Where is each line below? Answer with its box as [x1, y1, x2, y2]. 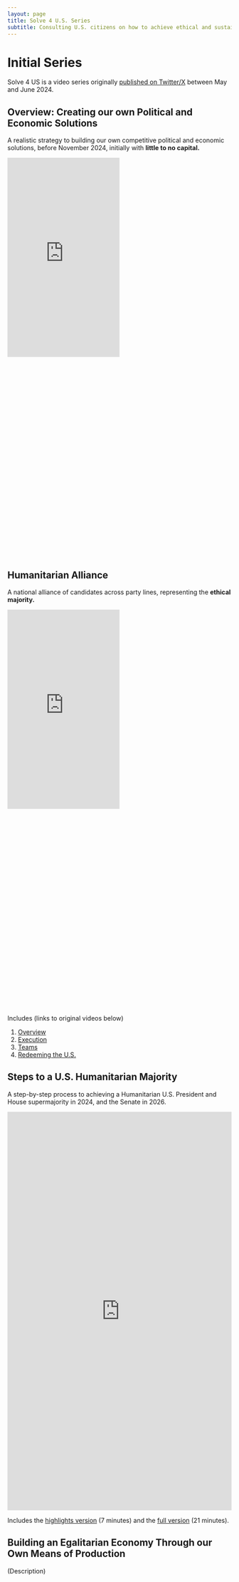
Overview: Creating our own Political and [7, 106, 193, 118]
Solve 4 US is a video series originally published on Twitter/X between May [7, 78, 228, 86]
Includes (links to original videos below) [7, 1013, 124, 1022]
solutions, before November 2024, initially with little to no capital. [7, 144, 201, 152]
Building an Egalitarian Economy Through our [7, 1536, 213, 1549]
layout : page [7, 10, 46, 18]
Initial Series [7, 54, 83, 70]
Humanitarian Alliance [7, 569, 109, 581]
